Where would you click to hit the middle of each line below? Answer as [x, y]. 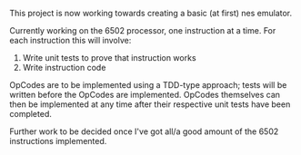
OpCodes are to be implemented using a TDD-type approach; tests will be [148, 85]
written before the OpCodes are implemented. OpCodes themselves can [145, 95]
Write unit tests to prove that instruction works [110, 58]
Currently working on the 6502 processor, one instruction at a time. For [143, 30]
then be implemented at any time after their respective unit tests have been [150, 104]
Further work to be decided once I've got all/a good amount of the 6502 [144, 131]
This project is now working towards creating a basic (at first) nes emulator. [151, 13]
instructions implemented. [58, 141]
